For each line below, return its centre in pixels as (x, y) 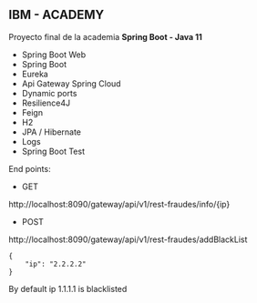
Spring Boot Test (53, 151)
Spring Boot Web (54, 55)
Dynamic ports (49, 93)
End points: (30, 168)
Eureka (35, 74)
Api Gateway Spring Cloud (71, 83)
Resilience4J (46, 103)
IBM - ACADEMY (57, 15)
